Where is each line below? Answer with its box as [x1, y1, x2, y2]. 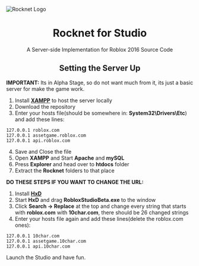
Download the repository [14, 103, 76, 110]
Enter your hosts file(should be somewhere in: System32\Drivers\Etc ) [14, 109, 187, 116]
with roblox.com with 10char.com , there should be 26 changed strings [14, 208, 189, 216]
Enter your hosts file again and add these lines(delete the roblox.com [14, 215, 184, 222]
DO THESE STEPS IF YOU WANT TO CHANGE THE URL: [6, 178, 144, 185]
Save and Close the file [14, 148, 72, 155]
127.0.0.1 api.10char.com [6, 243, 70, 249]
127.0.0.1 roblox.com [6, 127, 60, 133]
